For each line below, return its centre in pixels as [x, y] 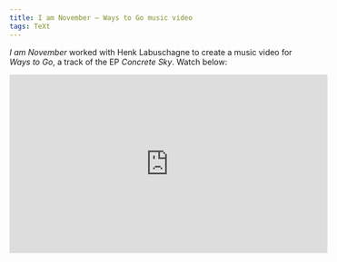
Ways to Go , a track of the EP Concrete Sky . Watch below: [119, 62]
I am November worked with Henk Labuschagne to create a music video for [151, 52]
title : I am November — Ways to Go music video [101, 18]
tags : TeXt [30, 26]
